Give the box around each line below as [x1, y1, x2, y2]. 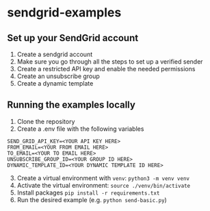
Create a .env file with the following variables [16, 125, 144, 133]
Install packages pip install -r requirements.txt [16, 188, 160, 197]
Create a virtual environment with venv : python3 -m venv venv [16, 173, 190, 182]
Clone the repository [16, 117, 75, 125]
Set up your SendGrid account [7, 32, 139, 44]
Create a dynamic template [16, 79, 94, 87]
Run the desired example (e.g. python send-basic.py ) [16, 195, 168, 203]
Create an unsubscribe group [16, 72, 101, 80]
